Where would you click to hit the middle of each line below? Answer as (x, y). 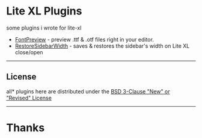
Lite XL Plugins (44, 11)
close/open (29, 52)
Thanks (26, 127)
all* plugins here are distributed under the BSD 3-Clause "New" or (88, 91)
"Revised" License (29, 98)
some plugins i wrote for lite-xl (44, 28)
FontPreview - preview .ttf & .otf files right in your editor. (84, 39)
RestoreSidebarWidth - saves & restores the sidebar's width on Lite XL (102, 46)
